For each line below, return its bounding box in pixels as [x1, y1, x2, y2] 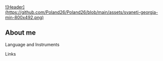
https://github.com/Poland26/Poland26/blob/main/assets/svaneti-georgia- [6, 9, 159, 15]
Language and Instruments [5, 41, 60, 47]
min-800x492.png [5, 15, 43, 20]
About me [5, 29, 36, 37]
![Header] [5, 4, 25, 10]
